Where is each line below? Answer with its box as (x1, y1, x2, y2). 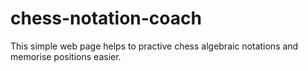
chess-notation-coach (10, 7, 202, 30)
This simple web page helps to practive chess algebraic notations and (10, 40, 299, 52)
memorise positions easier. (10, 50, 122, 62)
